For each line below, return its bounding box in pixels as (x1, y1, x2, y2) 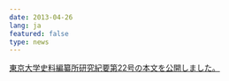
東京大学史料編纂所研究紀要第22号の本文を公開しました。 (9, 63, 221, 73)
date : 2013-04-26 (9, 12, 73, 22)
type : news (9, 37, 50, 47)
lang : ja (9, 21, 42, 30)
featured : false (9, 29, 69, 38)
